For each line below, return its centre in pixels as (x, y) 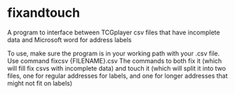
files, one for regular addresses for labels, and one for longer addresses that (117, 76)
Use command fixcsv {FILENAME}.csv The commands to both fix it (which (115, 60)
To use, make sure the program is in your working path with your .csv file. (113, 53)
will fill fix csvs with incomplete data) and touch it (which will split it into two (117, 68)
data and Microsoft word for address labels (69, 39)
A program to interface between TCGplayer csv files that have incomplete (114, 32)
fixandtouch (44, 13)
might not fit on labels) (40, 83)
